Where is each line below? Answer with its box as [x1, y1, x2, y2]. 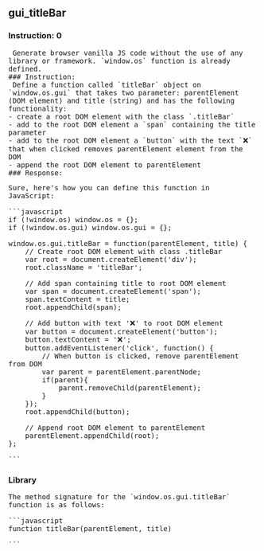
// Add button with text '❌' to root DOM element [25, 318, 224, 327]
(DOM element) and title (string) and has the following [8, 96, 235, 105]
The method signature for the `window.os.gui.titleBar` [8, 492, 231, 501]
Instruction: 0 [8, 30, 62, 41]
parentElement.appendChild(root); [25, 431, 160, 440]
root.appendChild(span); [25, 303, 122, 311]
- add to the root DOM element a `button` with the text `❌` [8, 135, 253, 145]
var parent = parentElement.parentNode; [41, 367, 201, 377]
